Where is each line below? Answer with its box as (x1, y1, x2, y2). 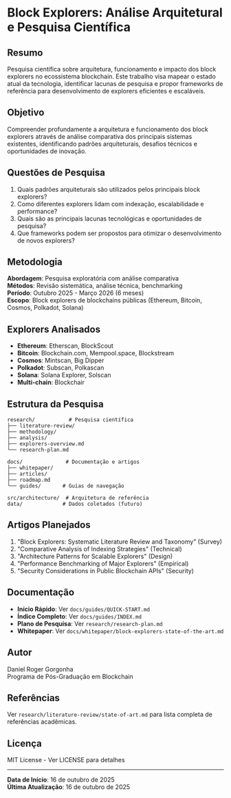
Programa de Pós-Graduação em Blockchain (7, 672, 134, 680)
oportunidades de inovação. (7, 146, 87, 155)
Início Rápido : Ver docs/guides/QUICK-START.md (16, 605, 150, 613)
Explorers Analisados (7, 323, 101, 335)
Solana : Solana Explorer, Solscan (16, 371, 111, 379)
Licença (7, 738, 43, 749)
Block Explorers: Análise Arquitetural (7, 5, 223, 21)
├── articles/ (7, 471, 48, 478)
